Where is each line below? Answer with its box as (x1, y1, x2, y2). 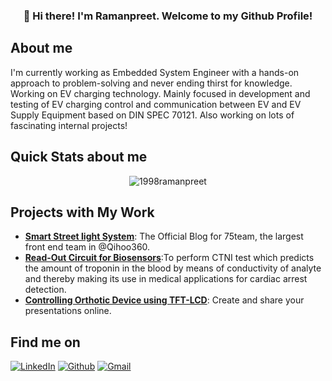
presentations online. (24, 305, 112, 317)
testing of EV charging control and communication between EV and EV (10, 98, 302, 110)
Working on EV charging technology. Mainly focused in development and (10, 87, 311, 99)
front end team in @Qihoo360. (24, 241, 151, 253)
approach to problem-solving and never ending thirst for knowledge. (10, 77, 293, 89)
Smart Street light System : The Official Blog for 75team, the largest (24, 230, 304, 243)
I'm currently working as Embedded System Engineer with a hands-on (10, 66, 300, 78)
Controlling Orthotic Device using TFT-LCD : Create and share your (24, 294, 305, 306)
